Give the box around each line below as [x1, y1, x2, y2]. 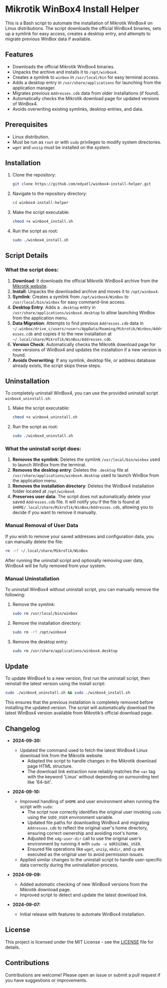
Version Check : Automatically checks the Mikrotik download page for [12, 341, 156, 347]
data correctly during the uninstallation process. [19, 862, 119, 868]
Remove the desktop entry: [12, 638, 68, 644]
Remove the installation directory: [12, 620, 81, 626]
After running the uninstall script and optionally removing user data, [5, 557, 144, 563]
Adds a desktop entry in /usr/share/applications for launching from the [12, 79, 161, 85]
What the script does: [5, 266, 59, 273]
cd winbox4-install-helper [12, 200, 69, 205]
